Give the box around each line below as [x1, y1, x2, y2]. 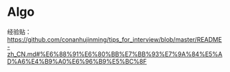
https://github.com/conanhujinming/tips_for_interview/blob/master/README [7, 35, 222, 43]
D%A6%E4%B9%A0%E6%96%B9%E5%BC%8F [7, 57, 148, 65]
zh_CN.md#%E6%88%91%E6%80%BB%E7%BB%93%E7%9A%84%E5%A [7, 49, 223, 58]
